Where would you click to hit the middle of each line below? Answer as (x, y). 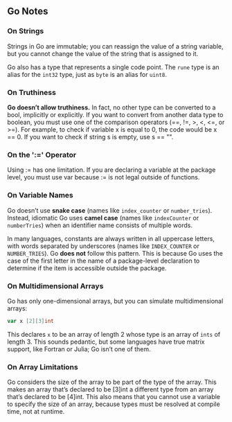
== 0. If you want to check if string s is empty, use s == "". (90, 137)
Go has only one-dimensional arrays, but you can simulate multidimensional (115, 301)
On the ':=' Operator (42, 155)
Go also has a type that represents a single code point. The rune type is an (113, 67)
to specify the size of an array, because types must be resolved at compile (114, 404)
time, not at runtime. (36, 412)
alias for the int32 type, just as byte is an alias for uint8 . (87, 74)
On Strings (26, 31)
